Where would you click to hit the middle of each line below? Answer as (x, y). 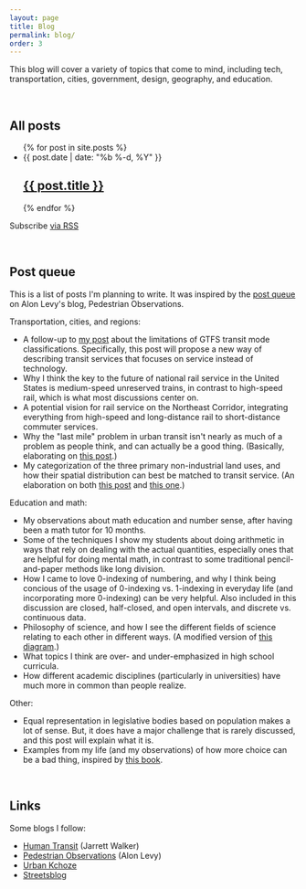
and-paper (43, 568)
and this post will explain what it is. (88, 740)
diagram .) (41, 646)
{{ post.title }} (63, 186)
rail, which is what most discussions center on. (111, 397)
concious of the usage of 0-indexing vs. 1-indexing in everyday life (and (158, 588)
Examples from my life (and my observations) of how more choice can (155, 749)
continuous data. (54, 617)
